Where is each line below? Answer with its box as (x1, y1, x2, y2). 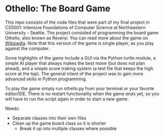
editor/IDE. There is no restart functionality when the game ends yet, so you (5, 91, 160, 97)
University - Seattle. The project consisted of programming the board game (5, 30, 159, 35)
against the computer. (5, 45, 50, 51)
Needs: (5, 105, 20, 111)
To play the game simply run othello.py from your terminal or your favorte (5, 85, 155, 91)
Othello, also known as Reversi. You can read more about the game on (5, 35, 148, 41)
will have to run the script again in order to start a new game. (5, 96, 129, 102)
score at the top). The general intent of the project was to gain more (5, 70, 143, 76)
